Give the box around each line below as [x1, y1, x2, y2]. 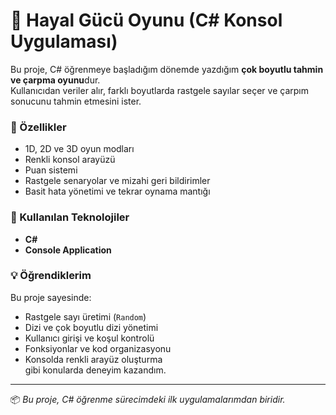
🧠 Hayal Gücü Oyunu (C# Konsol [10, 9, 283, 32]
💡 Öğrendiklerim [10, 269, 92, 283]
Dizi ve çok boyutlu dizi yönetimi [24, 321, 159, 333]
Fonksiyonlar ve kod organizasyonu [24, 342, 172, 354]
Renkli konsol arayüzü [24, 154, 116, 166]
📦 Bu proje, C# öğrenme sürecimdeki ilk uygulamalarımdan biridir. [10, 393, 286, 405]
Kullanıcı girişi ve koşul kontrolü [24, 332, 155, 344]
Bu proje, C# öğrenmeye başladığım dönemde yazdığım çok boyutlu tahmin [10, 63, 324, 75]
